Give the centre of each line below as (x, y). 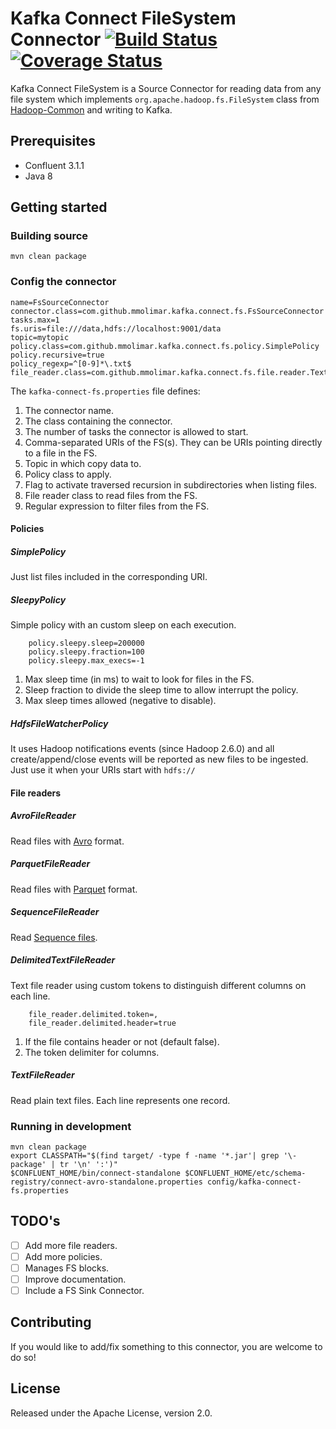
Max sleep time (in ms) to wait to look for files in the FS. (139, 679)
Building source (49, 236)
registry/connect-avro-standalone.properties (106, 1182)
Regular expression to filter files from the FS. (117, 506)
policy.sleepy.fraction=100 (86, 652)
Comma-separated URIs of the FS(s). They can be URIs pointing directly (173, 442)
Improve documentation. (75, 1279)
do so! (23, 1357)
